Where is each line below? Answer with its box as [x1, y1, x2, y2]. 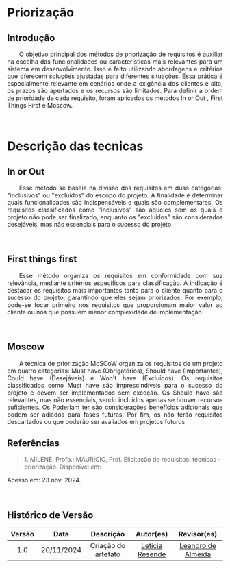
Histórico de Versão [7, 509, 94, 521]
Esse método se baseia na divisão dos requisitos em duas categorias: [19, 184, 223, 192]
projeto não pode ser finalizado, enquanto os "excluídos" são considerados [7, 213, 223, 221]
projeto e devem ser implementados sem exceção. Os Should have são [7, 388, 223, 397]
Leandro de [179, 541, 217, 551]
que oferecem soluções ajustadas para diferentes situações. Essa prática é [7, 72, 223, 80]
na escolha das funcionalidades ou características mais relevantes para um [7, 58, 223, 66]
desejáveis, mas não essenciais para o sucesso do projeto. [7, 221, 173, 228]
